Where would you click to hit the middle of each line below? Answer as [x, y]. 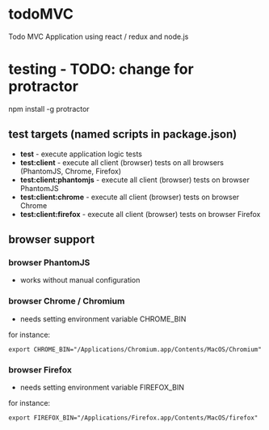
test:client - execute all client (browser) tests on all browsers [122, 162]
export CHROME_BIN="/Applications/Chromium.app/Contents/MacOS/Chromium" [135, 349]
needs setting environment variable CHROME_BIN [103, 319]
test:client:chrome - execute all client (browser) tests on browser [130, 197]
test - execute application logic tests [81, 154]
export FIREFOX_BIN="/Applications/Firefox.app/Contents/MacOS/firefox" [133, 418]
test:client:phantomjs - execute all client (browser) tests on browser [135, 180]
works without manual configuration [80, 280]
